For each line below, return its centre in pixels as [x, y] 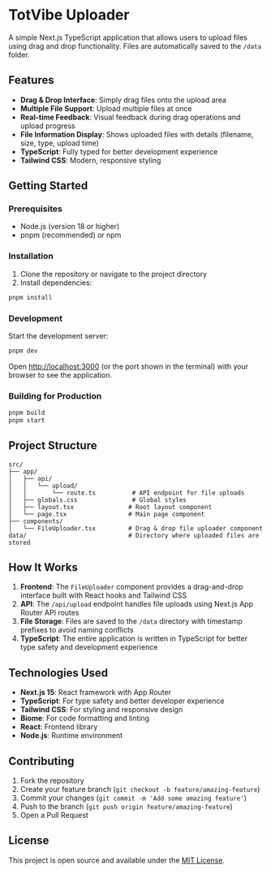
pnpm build [27, 413]
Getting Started [48, 186]
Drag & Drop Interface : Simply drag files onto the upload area [123, 100]
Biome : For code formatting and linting [85, 718]
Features [31, 80]
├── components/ [36, 521]
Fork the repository [52, 780]
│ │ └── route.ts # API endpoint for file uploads [127, 493]
